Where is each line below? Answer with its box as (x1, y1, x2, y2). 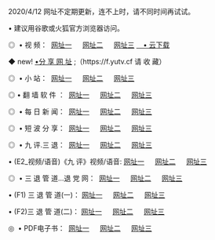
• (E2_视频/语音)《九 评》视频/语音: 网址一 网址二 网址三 (8, 157, 208, 166)
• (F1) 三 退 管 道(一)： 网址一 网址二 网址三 (8, 191, 166, 199)
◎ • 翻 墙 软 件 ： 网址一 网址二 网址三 (8, 90, 153, 100)
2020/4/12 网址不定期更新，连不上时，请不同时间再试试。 (8, 7, 195, 16)
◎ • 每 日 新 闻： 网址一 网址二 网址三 (8, 107, 153, 116)
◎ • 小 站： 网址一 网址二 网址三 (8, 74, 135, 82)
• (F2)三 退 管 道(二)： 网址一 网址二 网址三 (8, 207, 165, 216)
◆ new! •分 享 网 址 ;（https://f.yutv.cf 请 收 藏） (8, 57, 166, 66)
